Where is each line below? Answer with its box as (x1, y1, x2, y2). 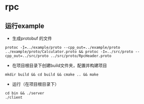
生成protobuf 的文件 (12, 36, 52, 41)
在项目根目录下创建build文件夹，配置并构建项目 (12, 63, 107, 68)
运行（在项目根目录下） (12, 81, 59, 87)
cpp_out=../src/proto (5, 53, 49, 58)
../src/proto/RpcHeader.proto (50, 53, 112, 58)
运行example (5, 22, 45, 30)
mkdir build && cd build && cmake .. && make (5, 72, 98, 77)
